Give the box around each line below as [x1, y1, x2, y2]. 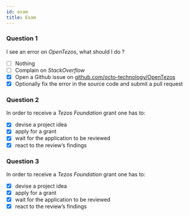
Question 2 [6, 95, 39, 104]
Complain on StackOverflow [14, 66, 85, 74]
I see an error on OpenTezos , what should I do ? [6, 48, 125, 55]
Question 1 [6, 34, 38, 43]
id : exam [6, 8, 28, 15]
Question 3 [6, 157, 39, 165]
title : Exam [6, 14, 36, 21]
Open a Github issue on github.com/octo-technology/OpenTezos [14, 73, 176, 80]
